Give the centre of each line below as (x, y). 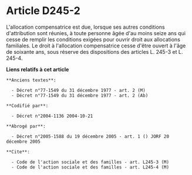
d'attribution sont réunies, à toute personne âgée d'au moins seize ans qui (96, 33)
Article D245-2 (43, 11)
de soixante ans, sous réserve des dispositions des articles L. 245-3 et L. (95, 52)
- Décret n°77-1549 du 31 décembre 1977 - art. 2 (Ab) (80, 95)
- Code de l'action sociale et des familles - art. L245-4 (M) (90, 167)
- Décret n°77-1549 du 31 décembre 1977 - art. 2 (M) (78, 90)
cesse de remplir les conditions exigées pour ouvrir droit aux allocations (93, 39)
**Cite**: (18, 152)
